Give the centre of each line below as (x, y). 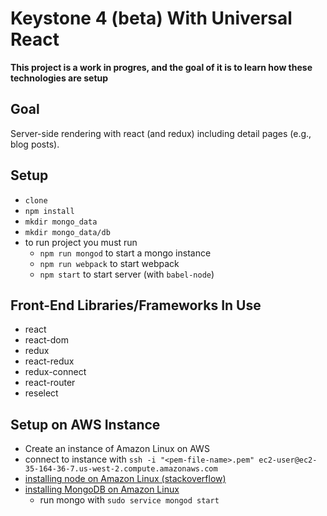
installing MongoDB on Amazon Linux (102, 489)
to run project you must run (81, 242)
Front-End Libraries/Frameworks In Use (136, 305)
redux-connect (55, 372)
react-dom (46, 340)
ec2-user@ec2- (288, 460)
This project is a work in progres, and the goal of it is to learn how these (161, 67)
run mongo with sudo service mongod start (129, 500)
